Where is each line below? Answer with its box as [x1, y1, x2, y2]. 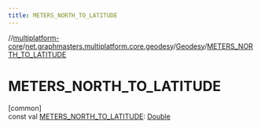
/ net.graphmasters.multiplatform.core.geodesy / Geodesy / [22, 41, 208, 51]
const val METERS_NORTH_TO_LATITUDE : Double [8, 112, 171, 121]
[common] [8, 103, 42, 112]
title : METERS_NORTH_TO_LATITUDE [8, 11, 118, 20]
